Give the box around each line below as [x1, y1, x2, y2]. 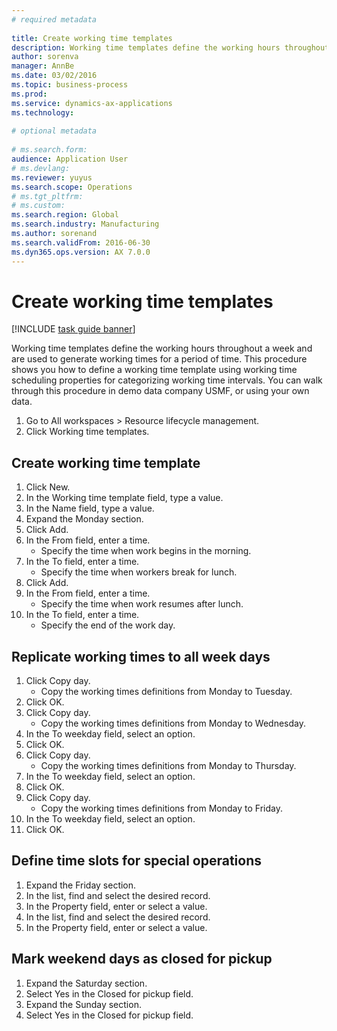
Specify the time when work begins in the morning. [40, 545, 252, 557]
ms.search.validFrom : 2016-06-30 [11, 237, 151, 248]
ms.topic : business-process [11, 80, 129, 90]
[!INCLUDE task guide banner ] [11, 323, 136, 335]
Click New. [25, 481, 71, 493]
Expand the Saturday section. [25, 977, 148, 989]
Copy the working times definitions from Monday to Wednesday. [40, 717, 306, 730]
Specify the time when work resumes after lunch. [40, 598, 244, 610]
